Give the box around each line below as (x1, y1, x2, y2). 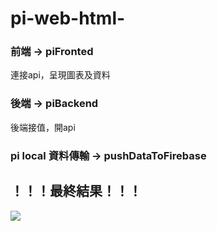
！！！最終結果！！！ (10, 183, 142, 200)
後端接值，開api (10, 121, 76, 133)
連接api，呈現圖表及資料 (10, 69, 111, 81)
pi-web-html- (10, 7, 126, 30)
